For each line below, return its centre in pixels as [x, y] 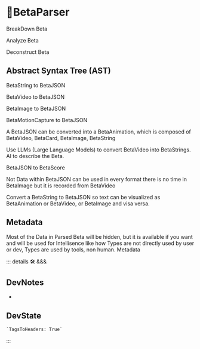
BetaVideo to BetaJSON [36, 97]
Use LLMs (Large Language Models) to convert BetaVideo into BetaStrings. [99, 150]
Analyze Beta [22, 40]
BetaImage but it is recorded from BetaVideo [61, 186]
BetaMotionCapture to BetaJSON [47, 120]
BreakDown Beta [27, 29]
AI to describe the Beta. [35, 156]
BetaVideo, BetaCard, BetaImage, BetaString [61, 138]
